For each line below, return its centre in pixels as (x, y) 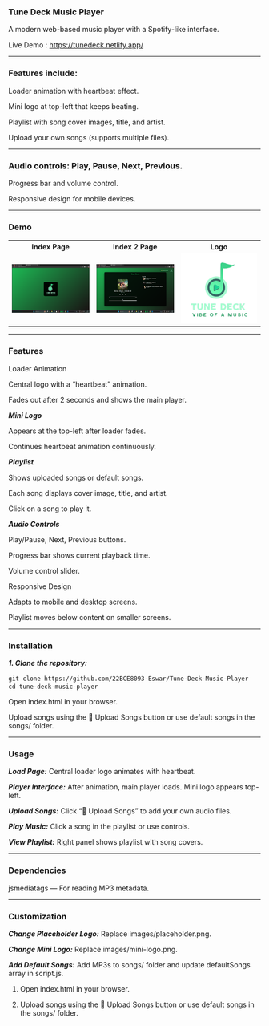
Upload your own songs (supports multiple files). (89, 137)
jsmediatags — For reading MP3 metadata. (79, 888)
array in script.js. (36, 973)
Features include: (43, 73)
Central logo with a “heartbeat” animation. (78, 384)
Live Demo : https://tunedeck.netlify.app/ (76, 45)
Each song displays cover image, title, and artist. (88, 493)
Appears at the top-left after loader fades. (77, 431)
